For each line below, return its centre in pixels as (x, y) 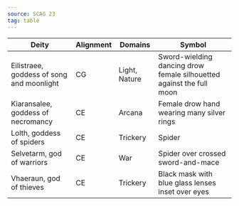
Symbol (193, 45)
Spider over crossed (192, 153)
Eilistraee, (27, 65)
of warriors (30, 162)
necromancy (32, 121)
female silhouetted (189, 74)
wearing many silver (192, 112)
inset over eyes (184, 191)
